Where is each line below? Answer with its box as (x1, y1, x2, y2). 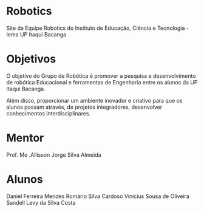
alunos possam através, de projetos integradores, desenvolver (6, 103, 163, 111)
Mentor (6, 131, 44, 145)
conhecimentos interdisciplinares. (6, 109, 91, 117)
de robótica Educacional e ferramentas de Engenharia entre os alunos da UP (6, 78, 198, 86)
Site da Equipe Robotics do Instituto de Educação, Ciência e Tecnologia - (6, 24, 189, 32)
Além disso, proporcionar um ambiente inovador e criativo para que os (6, 97, 183, 104)
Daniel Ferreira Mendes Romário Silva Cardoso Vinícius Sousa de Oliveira (6, 193, 189, 200)
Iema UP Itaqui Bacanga (6, 30, 67, 38)
